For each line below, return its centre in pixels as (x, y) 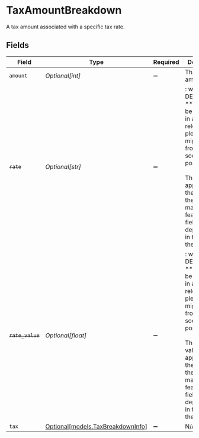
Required (166, 62)
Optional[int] (63, 76)
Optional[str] (63, 166)
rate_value (24, 335)
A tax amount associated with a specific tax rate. (65, 27)
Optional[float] (66, 335)
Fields (18, 45)
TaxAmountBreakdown (64, 10)
